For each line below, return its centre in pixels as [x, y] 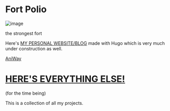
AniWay [13, 58]
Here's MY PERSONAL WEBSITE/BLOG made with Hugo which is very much [85, 43]
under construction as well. [34, 48]
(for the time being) [26, 93]
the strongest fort [24, 33]
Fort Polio [26, 9]
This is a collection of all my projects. [44, 103]
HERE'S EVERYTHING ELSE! [65, 79]
